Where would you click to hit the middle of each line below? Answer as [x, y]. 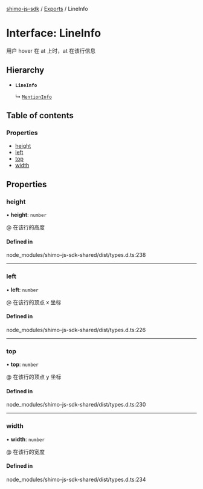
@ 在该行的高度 [26, 227]
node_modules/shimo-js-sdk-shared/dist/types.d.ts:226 [76, 330]
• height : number [27, 215]
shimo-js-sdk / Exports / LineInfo [47, 9]
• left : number [23, 290]
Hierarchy [25, 70]
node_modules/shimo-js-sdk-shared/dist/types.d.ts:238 [76, 255]
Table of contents [40, 115]
